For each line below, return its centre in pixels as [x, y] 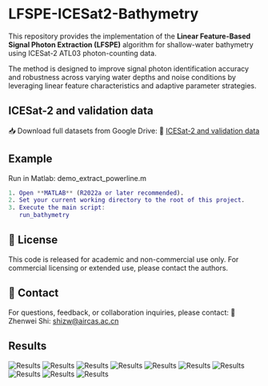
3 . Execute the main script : [57, 208]
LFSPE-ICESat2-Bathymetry [104, 14]
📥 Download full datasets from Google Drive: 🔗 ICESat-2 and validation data [134, 131]
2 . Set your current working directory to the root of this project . [127, 200]
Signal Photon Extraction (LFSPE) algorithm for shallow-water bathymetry [131, 44]
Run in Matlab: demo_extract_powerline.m [77, 178]
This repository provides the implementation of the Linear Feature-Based [130, 36]
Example [30, 159]
